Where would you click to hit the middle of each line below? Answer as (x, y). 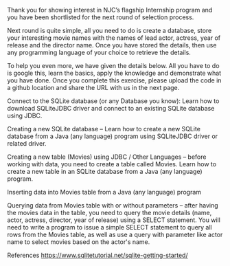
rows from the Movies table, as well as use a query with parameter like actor (115, 234)
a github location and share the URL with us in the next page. (93, 88)
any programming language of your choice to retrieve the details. (99, 52)
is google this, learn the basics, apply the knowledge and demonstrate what (114, 73)
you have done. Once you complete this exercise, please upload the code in (114, 80)
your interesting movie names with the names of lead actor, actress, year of (114, 38)
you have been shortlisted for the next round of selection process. (101, 17)
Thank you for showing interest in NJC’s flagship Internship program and (110, 10)
